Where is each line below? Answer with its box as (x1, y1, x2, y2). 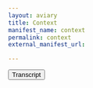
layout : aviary (8, 11, 58, 20)
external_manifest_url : (8, 41, 86, 49)
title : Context (8, 19, 58, 27)
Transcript (12, 71, 41, 79)
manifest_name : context (8, 26, 86, 34)
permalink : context (8, 33, 72, 42)
